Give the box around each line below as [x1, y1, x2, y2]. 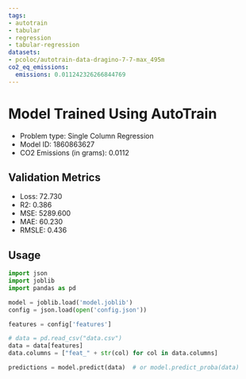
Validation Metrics [8, 170, 101, 184]
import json [8, 270, 48, 278]
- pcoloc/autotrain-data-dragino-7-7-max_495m [8, 56, 165, 64]
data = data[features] [8, 342, 83, 350]
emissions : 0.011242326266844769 [15, 71, 126, 78]
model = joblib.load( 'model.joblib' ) [8, 298, 133, 306]
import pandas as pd [8, 284, 77, 292]
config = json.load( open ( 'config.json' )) [8, 306, 148, 314]
